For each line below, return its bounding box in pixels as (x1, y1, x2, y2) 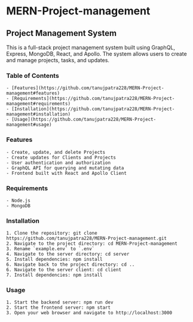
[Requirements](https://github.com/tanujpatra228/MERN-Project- (11, 96, 175, 102)
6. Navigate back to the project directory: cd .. (6, 262, 135, 268)
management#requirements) (6, 101, 71, 107)
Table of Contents (6, 71, 60, 80)
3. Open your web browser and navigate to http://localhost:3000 (6, 310, 172, 316)
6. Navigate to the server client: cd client (6, 267, 121, 273)
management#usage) (6, 121, 52, 128)
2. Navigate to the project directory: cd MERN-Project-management (6, 241, 178, 247)
